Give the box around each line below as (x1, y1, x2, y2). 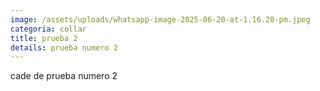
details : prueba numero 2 (10, 42, 118, 53)
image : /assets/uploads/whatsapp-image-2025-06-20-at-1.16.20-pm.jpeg (10, 14, 311, 25)
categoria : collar (10, 24, 87, 34)
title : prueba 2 (10, 33, 78, 43)
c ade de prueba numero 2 (10, 70, 118, 82)
